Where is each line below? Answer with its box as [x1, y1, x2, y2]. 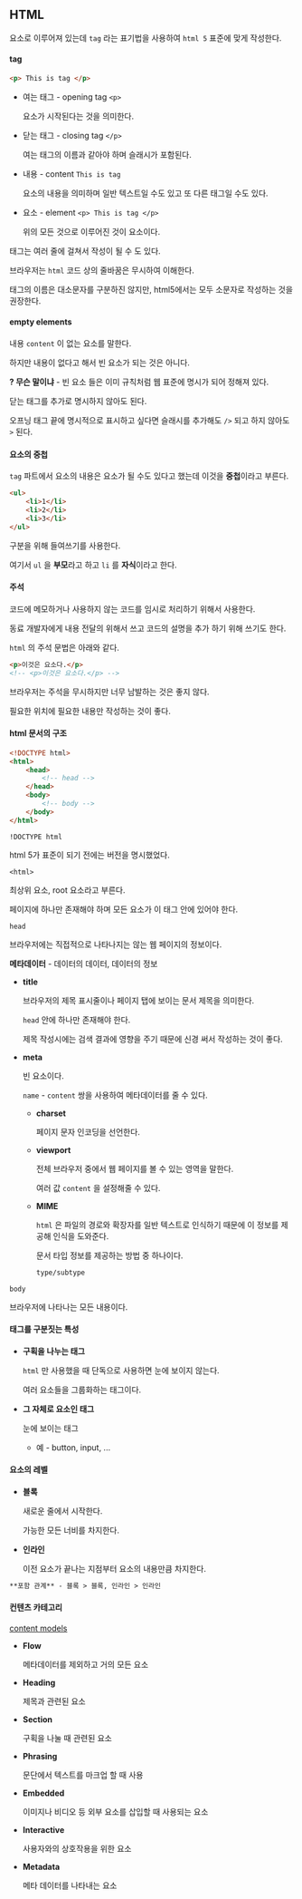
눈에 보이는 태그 [22, 1422, 79, 1433]
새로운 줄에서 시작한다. [22, 1505, 103, 1516]
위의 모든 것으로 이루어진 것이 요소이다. [22, 226, 161, 237]
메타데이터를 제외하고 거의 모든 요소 [22, 1659, 149, 1671]
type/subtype [35, 1268, 86, 1277]
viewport [35, 1144, 71, 1155]
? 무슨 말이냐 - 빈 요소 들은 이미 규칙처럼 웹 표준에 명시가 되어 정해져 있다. [9, 376, 269, 388]
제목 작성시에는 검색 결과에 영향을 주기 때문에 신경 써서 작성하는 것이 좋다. [22, 1033, 283, 1044]
